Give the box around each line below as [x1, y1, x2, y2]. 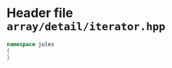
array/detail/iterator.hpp [6, 20, 166, 33]
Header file [6, 5, 74, 21]
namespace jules [6, 40, 55, 47]
